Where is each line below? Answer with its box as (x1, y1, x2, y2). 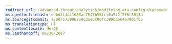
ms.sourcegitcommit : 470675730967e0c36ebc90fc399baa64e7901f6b (5, 17, 143, 22)
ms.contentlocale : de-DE (5, 26, 58, 31)
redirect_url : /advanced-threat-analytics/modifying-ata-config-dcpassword (5, 7, 170, 13)
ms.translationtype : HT (5, 21, 56, 27)
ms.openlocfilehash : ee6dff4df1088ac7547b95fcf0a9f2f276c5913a (5, 12, 143, 17)
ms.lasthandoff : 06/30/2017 (5, 31, 66, 36)
